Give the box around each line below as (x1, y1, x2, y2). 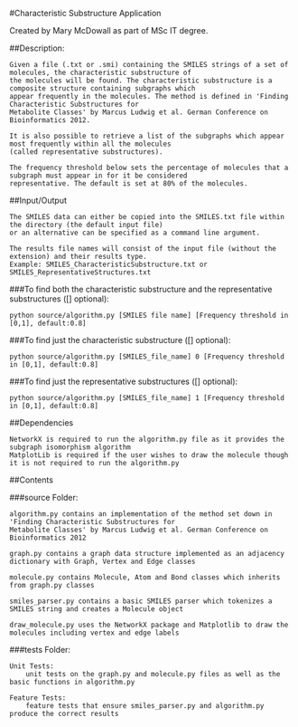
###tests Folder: (9, 645, 70, 655)
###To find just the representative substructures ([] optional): (9, 376, 238, 387)
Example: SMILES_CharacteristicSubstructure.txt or (9, 260, 208, 269)
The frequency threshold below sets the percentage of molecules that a (9, 163, 289, 172)
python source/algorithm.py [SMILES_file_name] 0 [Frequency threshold (9, 352, 284, 361)
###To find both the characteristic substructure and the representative (9, 284, 273, 294)
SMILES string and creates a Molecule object (9, 605, 183, 614)
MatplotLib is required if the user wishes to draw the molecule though (9, 451, 289, 460)
